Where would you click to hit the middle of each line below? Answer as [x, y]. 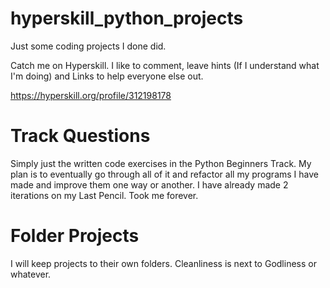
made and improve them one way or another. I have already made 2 [149, 184]
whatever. [31, 274]
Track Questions [80, 136]
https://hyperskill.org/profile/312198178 [91, 95]
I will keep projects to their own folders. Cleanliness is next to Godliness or [163, 263]
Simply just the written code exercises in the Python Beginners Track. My [161, 163]
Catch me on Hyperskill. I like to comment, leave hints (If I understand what [165, 65]
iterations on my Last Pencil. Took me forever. [104, 195]
